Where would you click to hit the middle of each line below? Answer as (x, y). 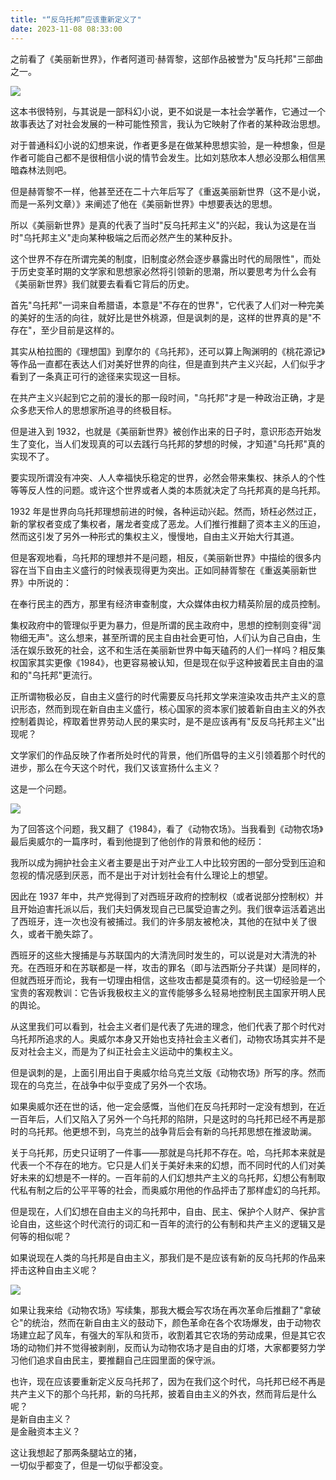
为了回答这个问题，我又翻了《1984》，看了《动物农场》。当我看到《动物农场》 (167, 828)
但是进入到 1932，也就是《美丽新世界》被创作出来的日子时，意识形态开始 (161, 431)
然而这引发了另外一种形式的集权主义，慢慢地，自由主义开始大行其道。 (155, 536)
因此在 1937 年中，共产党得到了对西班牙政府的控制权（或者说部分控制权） (162, 896)
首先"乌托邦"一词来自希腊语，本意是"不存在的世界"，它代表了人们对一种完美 (167, 305)
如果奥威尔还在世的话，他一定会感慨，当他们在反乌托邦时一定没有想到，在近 (168, 1106)
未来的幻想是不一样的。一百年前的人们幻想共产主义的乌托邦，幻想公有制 (167, 1177)
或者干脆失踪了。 (62, 933)
